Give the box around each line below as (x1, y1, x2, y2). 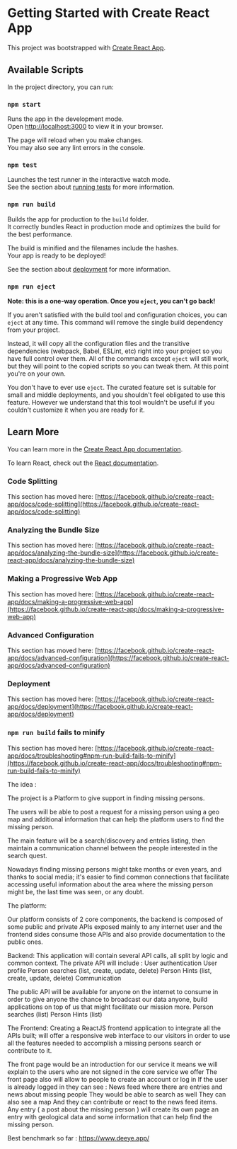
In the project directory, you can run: (7, 83, 114, 91)
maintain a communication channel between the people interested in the (7, 843, 218, 852)
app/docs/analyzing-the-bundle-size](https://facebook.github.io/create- (7, 548, 219, 557)
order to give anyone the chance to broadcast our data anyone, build (7, 995, 208, 1003)
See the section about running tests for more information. (7, 183, 175, 192)
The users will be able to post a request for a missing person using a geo (7, 807, 220, 816)
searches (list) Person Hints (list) (7, 1010, 103, 1018)
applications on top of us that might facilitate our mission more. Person (7, 1003, 214, 1011)
